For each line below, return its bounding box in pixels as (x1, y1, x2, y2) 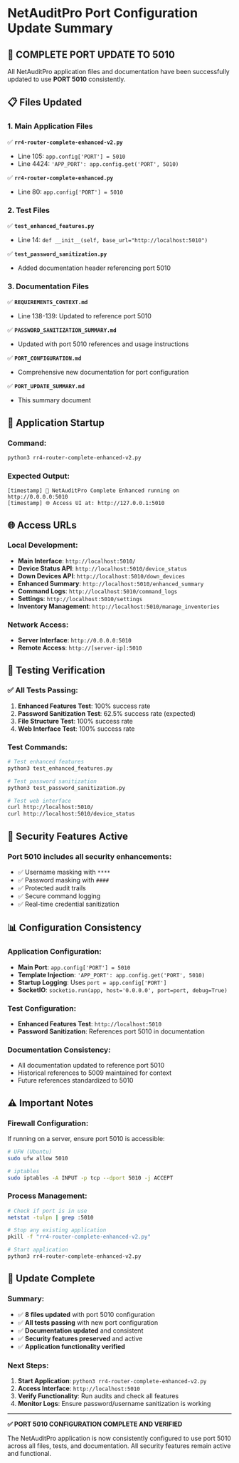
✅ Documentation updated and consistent (17, 1326, 144, 1335)
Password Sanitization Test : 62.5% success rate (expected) (17, 709, 196, 717)
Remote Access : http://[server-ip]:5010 (17, 643, 142, 652)
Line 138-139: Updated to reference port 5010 (17, 312, 152, 321)
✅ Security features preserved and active (17, 1334, 143, 1343)
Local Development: (7, 540, 78, 550)
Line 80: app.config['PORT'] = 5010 (17, 187, 123, 196)
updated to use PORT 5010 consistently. (7, 75, 126, 83)
